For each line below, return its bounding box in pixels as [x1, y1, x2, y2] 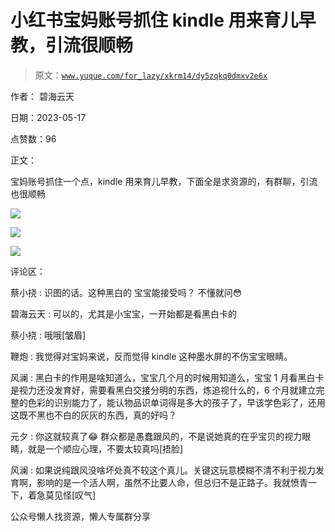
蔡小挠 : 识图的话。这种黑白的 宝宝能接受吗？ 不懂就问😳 [10, 286, 243, 298]
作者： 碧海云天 [10, 90, 75, 102]
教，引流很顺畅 [10, 34, 134, 57]
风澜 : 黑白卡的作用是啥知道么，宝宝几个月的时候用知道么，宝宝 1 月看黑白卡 [10, 371, 325, 383]
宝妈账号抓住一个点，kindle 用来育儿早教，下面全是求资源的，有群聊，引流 [10, 175, 318, 187]
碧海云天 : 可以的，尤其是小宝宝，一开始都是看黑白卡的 [10, 307, 237, 320]
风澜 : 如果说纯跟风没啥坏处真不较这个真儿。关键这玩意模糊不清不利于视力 [10, 464, 316, 476]
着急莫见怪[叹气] [27, 489, 97, 501]
